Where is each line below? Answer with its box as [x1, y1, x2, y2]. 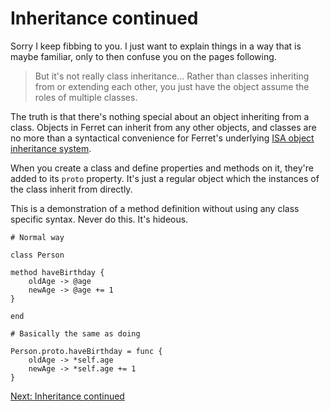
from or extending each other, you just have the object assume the [34, 80, 310, 92]
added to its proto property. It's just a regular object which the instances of [10, 172, 320, 184]
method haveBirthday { [10, 267, 105, 277]
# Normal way [10, 232, 65, 242]
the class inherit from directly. [10, 183, 133, 195]
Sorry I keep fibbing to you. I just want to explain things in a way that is [10, 40, 302, 52]
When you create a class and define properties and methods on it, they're [10, 162, 314, 174]
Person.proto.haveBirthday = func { [10, 346, 163, 356]
